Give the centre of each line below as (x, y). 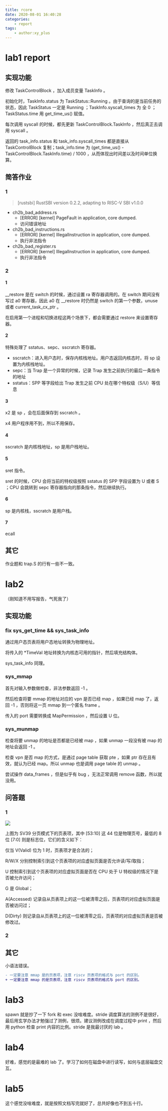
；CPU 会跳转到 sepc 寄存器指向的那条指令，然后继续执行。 (67, 487)
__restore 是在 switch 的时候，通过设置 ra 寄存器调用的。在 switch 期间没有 (82, 294)
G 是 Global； (19, 888)
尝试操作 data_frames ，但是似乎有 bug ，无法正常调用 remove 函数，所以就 (84, 774)
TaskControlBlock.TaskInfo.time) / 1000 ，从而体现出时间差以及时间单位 (79, 154)
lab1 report (28, 58)
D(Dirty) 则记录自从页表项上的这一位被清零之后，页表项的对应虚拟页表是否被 (84, 916)
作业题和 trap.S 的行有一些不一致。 (41, 564)
